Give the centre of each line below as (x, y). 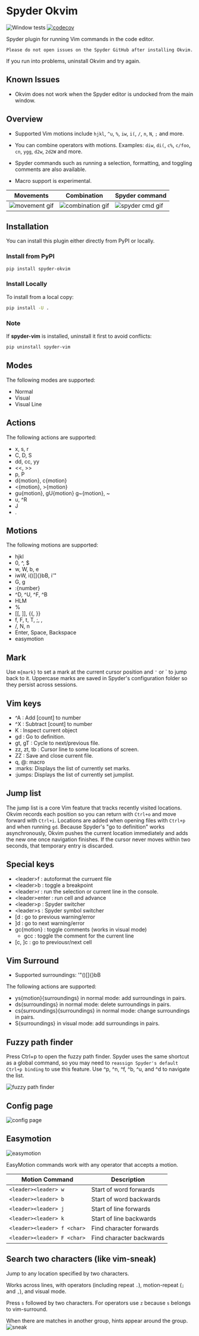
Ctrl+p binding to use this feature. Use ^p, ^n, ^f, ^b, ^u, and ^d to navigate (98, 1069)
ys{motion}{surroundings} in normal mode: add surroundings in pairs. (100, 998)
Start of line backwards (124, 1218)
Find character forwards (125, 1228)
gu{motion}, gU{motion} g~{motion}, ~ (62, 493)
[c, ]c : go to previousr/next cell (53, 942)
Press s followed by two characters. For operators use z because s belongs (99, 1303)
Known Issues (33, 80)
